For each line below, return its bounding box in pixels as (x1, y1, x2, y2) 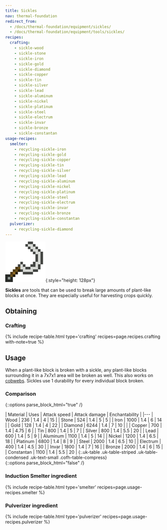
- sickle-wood (14, 45, 44, 51)
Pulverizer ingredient (5, 502, 58, 509)
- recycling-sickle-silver (14, 168, 71, 173)
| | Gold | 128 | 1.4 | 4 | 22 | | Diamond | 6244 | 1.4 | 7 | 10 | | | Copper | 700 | (5, 422, 162, 428)
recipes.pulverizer (5, 518, 43, 525)
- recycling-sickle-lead (14, 173, 66, 178)
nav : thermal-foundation (5, 13, 57, 19)
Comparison (5, 390, 36, 397)
